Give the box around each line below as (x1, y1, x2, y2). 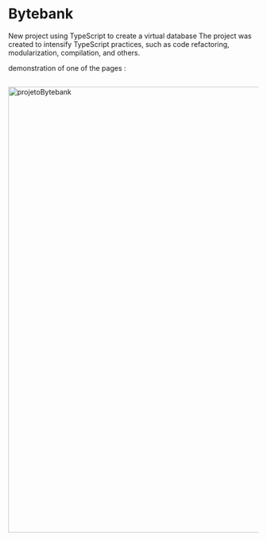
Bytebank (8, 5, 74, 23)
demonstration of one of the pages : (8, 63, 126, 72)
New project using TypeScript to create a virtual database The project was (8, 31, 252, 41)
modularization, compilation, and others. (8, 48, 141, 57)
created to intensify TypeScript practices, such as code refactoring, (8, 39, 230, 48)
